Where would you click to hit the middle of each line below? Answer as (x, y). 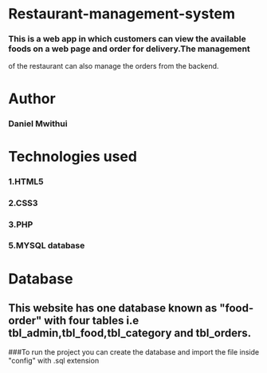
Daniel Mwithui (38, 123)
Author (32, 99)
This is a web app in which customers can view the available (127, 39)
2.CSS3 (23, 203)
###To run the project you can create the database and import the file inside (134, 352)
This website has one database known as (113, 308)
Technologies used (73, 156)
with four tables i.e (91, 321)
